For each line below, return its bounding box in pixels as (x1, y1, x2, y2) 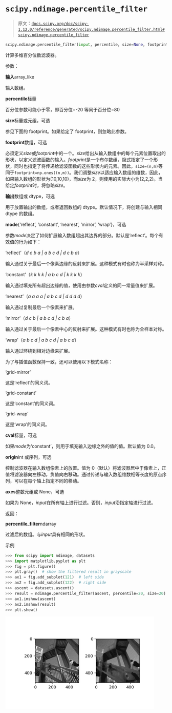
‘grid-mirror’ (5, 369, 31, 375)
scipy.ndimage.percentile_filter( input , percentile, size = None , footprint (5, 42, 168, 47)
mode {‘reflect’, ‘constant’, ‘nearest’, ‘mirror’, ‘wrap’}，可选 (5, 221, 126, 227)
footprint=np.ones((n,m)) (14, 170, 70, 176)
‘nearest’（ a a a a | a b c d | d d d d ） (5, 293, 85, 299)
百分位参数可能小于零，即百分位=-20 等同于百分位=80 (5, 106, 120, 112)
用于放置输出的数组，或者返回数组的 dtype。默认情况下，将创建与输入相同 (5, 204, 163, 210)
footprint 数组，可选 (5, 139, 47, 145)
